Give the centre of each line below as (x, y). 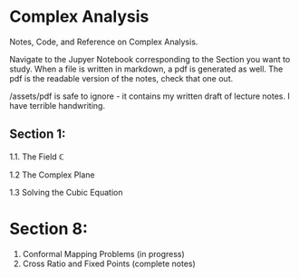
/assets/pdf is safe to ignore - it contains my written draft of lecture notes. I (149, 96)
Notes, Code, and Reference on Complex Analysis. (104, 42)
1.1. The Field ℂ (37, 157)
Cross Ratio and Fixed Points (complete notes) (109, 264)
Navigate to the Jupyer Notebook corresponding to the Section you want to (150, 59)
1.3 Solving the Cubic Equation (66, 192)
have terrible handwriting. (58, 105)
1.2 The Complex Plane (52, 175)
